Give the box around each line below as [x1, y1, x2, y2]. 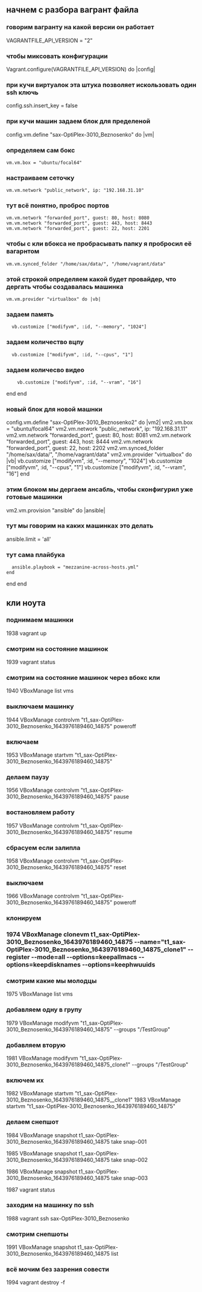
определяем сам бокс [6, 146, 75, 154]
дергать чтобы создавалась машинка [6, 282, 124, 291]
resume [113, 828, 133, 835]
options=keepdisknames [6, 961, 81, 969]
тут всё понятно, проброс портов [6, 201, 110, 210]
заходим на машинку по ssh [6, 1201, 94, 1209]
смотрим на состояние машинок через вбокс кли [6, 674, 160, 682]
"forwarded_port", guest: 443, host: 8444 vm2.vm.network [6, 438, 153, 445]
